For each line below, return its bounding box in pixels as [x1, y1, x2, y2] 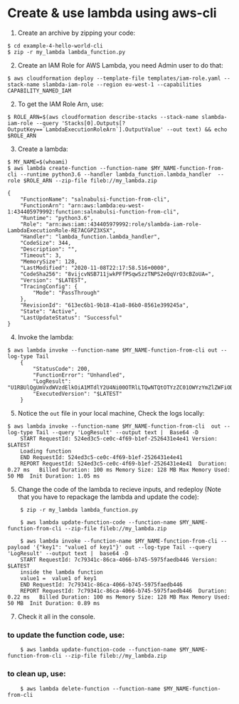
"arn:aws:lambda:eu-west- [68, 201, 144, 209]
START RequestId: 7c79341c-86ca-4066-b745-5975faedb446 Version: [20, 556, 218, 563]
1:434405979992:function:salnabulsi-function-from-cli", [7, 208, 180, 215]
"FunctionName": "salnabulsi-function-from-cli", [20, 196, 171, 203]
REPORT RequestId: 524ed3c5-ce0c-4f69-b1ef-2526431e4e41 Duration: [20, 460, 228, 467]
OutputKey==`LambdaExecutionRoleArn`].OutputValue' [7, 126, 164, 133]
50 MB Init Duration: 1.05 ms [7, 472, 100, 480]
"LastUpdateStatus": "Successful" [20, 314, 122, 321]
